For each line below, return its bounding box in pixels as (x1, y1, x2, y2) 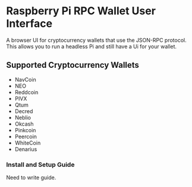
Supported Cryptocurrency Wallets (6, 60, 140, 70)
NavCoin (14, 76, 37, 83)
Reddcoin (14, 88, 39, 96)
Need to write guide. (6, 174, 56, 181)
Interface (6, 17, 52, 30)
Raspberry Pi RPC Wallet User (6, 4, 156, 18)
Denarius (14, 145, 37, 152)
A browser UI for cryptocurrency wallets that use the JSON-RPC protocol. (6, 36, 187, 43)
